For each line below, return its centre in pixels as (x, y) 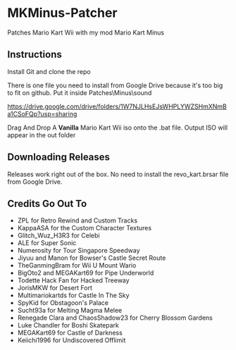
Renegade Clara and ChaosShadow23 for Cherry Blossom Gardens (115, 318)
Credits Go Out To (47, 203)
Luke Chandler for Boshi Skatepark (68, 325)
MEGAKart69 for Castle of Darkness (70, 333)
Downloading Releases (59, 157)
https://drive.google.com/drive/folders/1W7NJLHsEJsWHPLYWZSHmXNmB (117, 106)
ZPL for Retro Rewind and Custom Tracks (77, 220)
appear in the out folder (42, 135)
